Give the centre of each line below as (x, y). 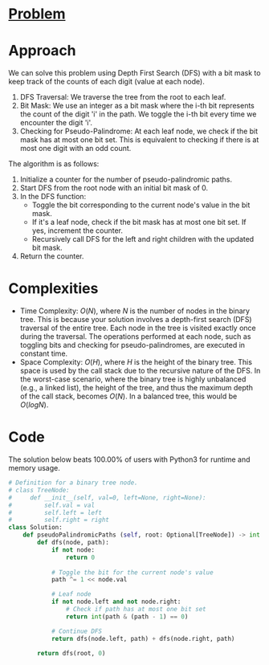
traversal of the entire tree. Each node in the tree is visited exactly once (138, 328)
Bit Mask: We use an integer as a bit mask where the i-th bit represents (137, 106)
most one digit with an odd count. (75, 149)
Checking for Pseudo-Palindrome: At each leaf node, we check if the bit (139, 131)
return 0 (80, 557)
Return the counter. (52, 256)
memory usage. (34, 468)
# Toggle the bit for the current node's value (132, 572)
